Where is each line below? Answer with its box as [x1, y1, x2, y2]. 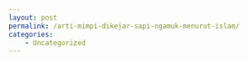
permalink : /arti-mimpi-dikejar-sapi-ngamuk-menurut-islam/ [8, 22, 241, 30]
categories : [8, 30, 53, 39]
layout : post [8, 13, 58, 22]
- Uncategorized [24, 38, 87, 48]
